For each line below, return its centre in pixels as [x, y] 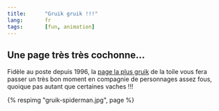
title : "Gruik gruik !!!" [53, 14]
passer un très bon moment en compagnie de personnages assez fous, [110, 79]
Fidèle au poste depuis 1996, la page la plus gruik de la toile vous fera [107, 72]
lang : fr [29, 20]
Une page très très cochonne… [76, 55]
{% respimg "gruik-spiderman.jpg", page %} [71, 100]
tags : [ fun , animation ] [51, 27]
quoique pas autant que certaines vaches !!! [70, 87]
